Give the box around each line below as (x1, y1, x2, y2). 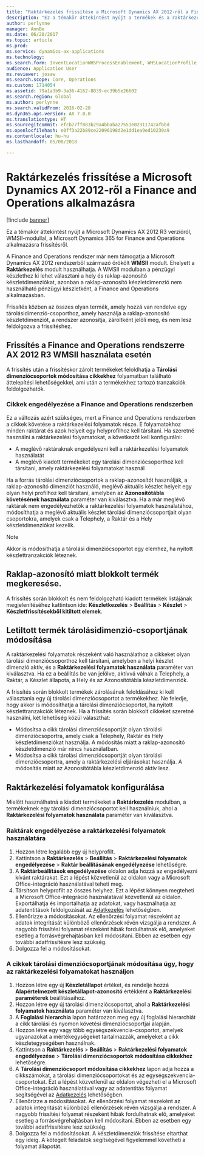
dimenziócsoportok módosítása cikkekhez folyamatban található (6, 372, 171, 380)
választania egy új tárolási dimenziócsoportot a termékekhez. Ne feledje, (6, 695, 188, 702)
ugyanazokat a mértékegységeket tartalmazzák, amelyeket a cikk (15, 1033, 179, 1040)
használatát (15, 451, 44, 459)
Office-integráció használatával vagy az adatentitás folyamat (15, 1084, 168, 1092)
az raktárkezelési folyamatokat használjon (6, 967, 134, 976)
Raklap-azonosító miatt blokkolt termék (6, 569, 159, 580)
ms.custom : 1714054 (6, 83, 56, 89)
